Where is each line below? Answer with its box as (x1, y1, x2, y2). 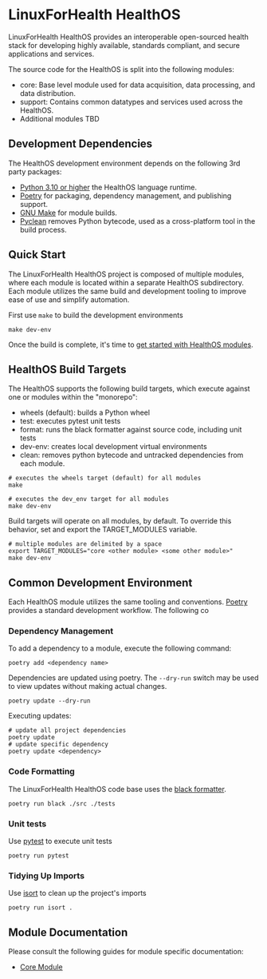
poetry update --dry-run (8, 697, 91, 705)
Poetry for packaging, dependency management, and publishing (19, 190, 232, 201)
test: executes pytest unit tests (19, 416, 121, 426)
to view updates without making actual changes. (8, 682, 167, 691)
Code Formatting (8, 766, 76, 777)
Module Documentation (8, 925, 128, 939)
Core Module (19, 962, 63, 972)
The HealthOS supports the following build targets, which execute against (8, 384, 250, 393)
